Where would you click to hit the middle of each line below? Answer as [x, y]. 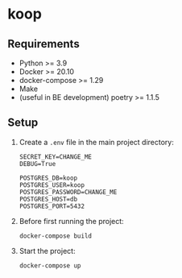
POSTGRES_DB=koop [48, 178]
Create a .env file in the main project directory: [96, 142]
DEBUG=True [37, 164]
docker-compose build [55, 236]
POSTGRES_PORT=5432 [52, 206]
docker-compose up [50, 266]
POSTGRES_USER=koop [52, 185]
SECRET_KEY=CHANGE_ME [55, 157]
